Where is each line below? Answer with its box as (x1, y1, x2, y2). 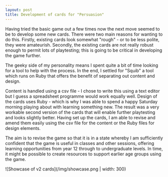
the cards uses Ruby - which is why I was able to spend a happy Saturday (5, 98, 158, 104)
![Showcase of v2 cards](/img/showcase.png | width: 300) (5, 166, 126, 172)
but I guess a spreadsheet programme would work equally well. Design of (5, 93, 157, 99)
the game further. (5, 52, 42, 58)
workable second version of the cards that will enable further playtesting (5, 109, 155, 115)
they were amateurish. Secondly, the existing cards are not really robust (5, 42, 154, 48)
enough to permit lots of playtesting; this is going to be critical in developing (5, 47, 162, 53)
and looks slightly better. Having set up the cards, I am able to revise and (5, 114, 155, 120)
